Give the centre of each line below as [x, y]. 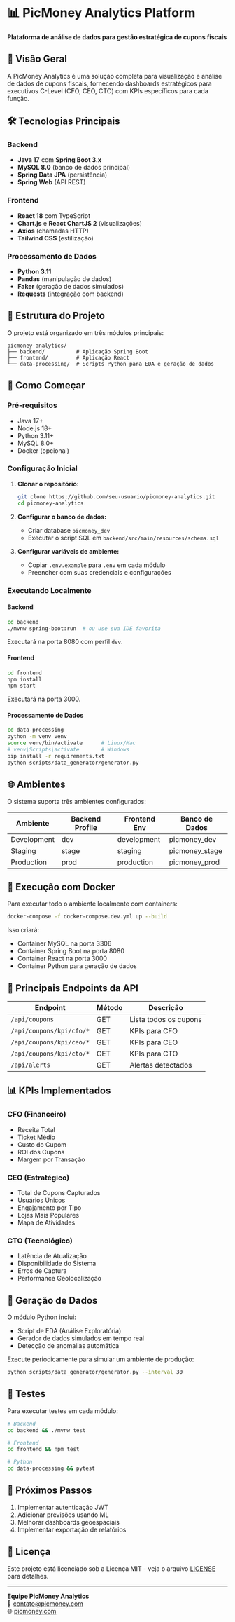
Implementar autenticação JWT [63, 1507]
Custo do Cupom [42, 1144]
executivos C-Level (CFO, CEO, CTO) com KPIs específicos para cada [108, 90]
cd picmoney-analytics [50, 503]
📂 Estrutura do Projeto [56, 316]
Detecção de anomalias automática [68, 1346]
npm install [24, 679]
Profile [86, 827]
